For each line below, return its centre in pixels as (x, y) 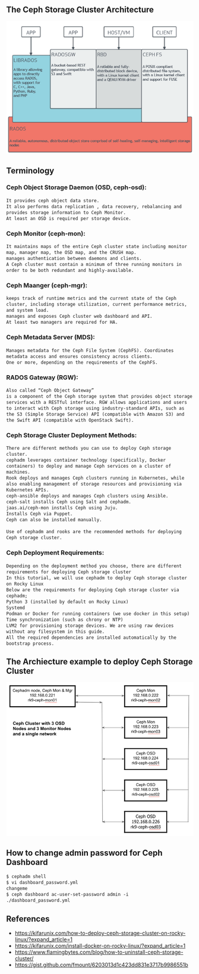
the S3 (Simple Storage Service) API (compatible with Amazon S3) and (95, 415)
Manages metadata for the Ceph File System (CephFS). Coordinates (90, 350)
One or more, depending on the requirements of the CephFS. (82, 362)
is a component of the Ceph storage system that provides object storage (99, 397)
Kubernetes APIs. (28, 490)
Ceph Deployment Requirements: (55, 553)
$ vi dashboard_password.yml (42, 883)
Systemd (16, 608)
